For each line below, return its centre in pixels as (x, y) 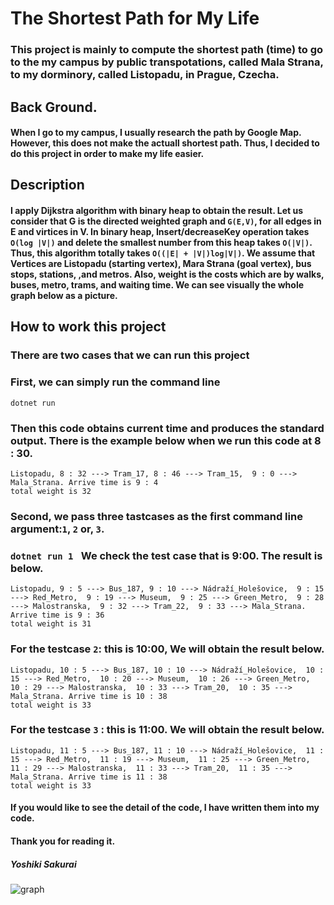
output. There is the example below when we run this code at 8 (166, 440)
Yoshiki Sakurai (43, 864)
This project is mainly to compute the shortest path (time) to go (167, 50)
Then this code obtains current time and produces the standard (167, 428)
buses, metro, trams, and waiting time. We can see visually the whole (157, 285)
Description (47, 185)
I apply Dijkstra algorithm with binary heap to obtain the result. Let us (156, 211)
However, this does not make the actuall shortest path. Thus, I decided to (165, 143)
